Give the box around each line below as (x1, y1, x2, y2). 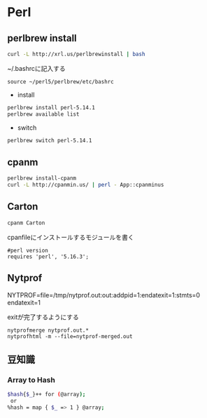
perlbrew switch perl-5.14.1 (7, 137, 92, 144)
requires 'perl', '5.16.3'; (7, 253, 90, 260)
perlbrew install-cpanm (7, 175, 77, 182)
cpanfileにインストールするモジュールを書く (7, 233, 134, 241)
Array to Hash (7, 375, 56, 384)
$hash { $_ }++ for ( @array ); (7, 391, 86, 398)
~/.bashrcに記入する (7, 64, 66, 72)
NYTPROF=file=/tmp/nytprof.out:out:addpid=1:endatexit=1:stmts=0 (7, 290, 201, 299)
